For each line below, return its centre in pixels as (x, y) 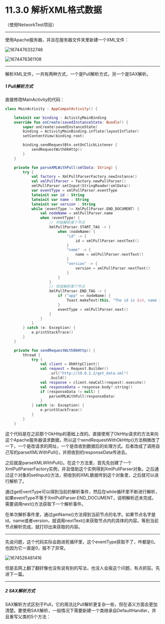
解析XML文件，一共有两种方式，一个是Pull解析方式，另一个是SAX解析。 (78, 74)
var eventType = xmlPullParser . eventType (74, 191)
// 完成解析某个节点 (67, 287)
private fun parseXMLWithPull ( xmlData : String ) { (66, 167)
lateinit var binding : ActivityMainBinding (60, 118)
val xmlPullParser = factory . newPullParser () (79, 181)
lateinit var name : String (60, 199)
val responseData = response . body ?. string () (86, 387)
